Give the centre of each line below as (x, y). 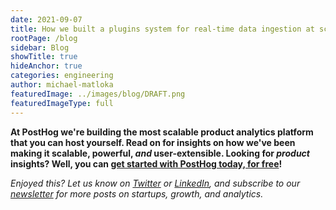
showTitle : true (44, 57)
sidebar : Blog (40, 47)
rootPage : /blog (44, 38)
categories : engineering (62, 76)
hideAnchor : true (46, 66)
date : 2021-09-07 (46, 19)
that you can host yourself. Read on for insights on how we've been (153, 142)
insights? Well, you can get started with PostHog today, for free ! (146, 163)
